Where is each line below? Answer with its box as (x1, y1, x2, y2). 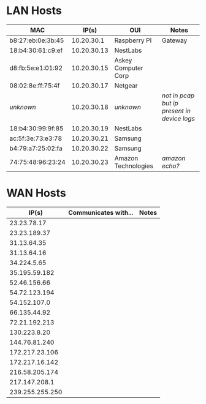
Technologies (114, 162, 153, 170)
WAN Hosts (6, 186, 66, 200)
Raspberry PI (114, 36, 152, 45)
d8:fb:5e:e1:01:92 (9, 64, 63, 72)
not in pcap (161, 91, 195, 100)
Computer (114, 64, 143, 72)
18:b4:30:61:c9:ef (9, 46, 63, 54)
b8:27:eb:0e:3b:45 (9, 36, 64, 45)
